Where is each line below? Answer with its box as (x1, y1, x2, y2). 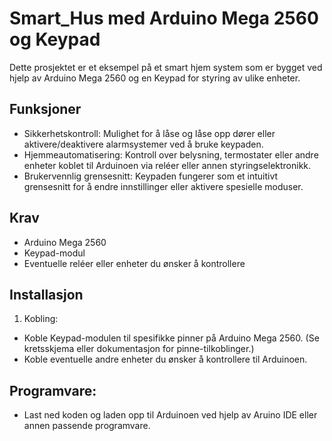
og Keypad (9, 28, 101, 51)
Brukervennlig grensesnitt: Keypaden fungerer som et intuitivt (23, 170, 279, 182)
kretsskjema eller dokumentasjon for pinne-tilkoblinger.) (23, 343, 255, 355)
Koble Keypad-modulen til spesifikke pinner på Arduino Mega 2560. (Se (23, 332, 320, 344)
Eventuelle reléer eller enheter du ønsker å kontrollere (23, 257, 246, 269)
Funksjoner (9, 101, 82, 118)
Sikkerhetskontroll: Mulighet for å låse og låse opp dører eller (23, 127, 276, 139)
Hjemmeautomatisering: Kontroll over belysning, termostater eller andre (23, 148, 319, 161)
